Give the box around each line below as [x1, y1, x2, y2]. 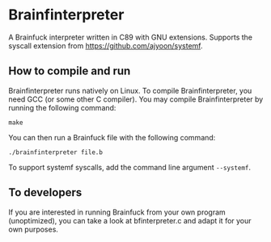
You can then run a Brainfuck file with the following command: [8, 132, 216, 142]
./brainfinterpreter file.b [8, 148, 104, 156]
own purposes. [8, 224, 59, 234]
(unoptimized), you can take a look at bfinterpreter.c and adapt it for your [8, 215, 252, 225]
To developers [8, 186, 83, 199]
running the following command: [8, 102, 116, 112]
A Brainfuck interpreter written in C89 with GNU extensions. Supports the [8, 32, 253, 42]
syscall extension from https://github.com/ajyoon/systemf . [8, 40, 204, 50]
